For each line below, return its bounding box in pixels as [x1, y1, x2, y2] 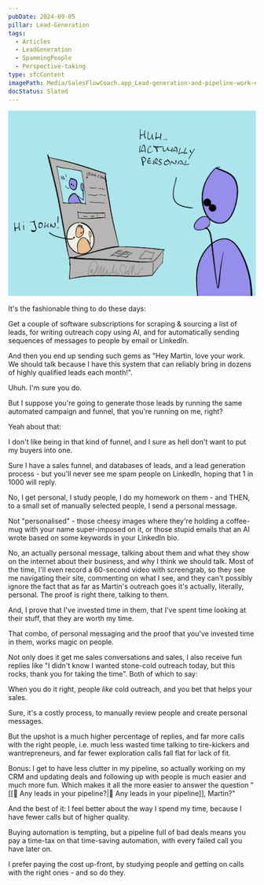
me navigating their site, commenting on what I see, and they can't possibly [8, 573, 253, 582]
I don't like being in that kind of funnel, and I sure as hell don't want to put [8, 437, 247, 446]
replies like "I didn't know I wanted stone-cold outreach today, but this [8, 661, 236, 670]
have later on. [8, 844, 53, 854]
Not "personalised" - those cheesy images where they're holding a [8, 516, 225, 525]
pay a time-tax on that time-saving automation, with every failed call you [8, 836, 243, 845]
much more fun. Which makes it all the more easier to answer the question [8, 780, 249, 790]
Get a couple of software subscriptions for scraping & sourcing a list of [8, 319, 237, 328]
